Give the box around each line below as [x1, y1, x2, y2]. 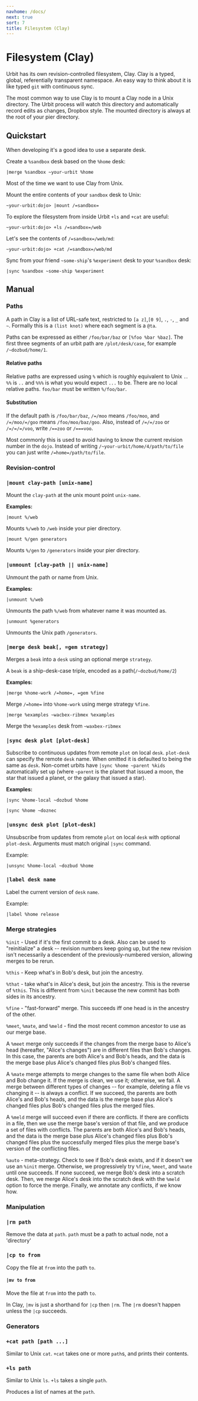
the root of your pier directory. [6, 113, 80, 120]
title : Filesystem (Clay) [6, 25, 70, 31]
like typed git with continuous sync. [6, 83, 95, 90]
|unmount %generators [6, 618, 60, 625]
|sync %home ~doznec [6, 808, 57, 814]
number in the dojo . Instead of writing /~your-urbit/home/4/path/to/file [6, 442, 184, 450]
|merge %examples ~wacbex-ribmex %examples [6, 712, 115, 718]
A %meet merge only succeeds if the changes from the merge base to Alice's [6, 1040, 191, 1047]
